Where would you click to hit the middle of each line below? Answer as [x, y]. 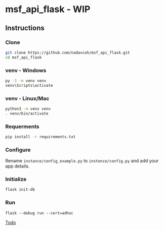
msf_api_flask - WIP [48, 9]
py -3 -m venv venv [26, 81]
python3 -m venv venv [28, 109]
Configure [18, 150]
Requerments [22, 126]
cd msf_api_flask [24, 57]
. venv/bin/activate [27, 113]
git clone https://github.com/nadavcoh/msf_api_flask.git [68, 52]
